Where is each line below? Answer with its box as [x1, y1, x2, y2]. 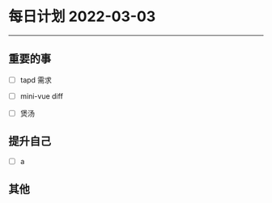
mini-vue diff [19, 91, 63, 101]
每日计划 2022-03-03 [8, 7, 156, 26]
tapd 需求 [19, 74, 53, 85]
